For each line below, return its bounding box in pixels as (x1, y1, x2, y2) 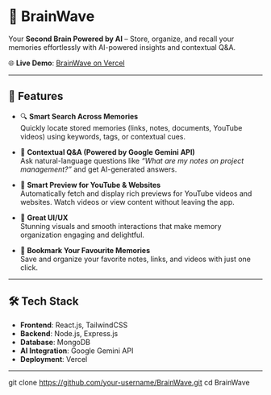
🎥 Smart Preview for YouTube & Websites (19, 180, 161, 189)
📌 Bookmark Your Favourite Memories (19, 245, 151, 255)
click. (19, 262, 39, 272)
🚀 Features (8, 89, 64, 103)
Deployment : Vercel (19, 354, 88, 364)
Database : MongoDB (19, 337, 91, 347)
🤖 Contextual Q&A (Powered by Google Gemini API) (19, 147, 195, 156)
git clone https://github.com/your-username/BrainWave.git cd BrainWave (8, 377, 250, 387)
